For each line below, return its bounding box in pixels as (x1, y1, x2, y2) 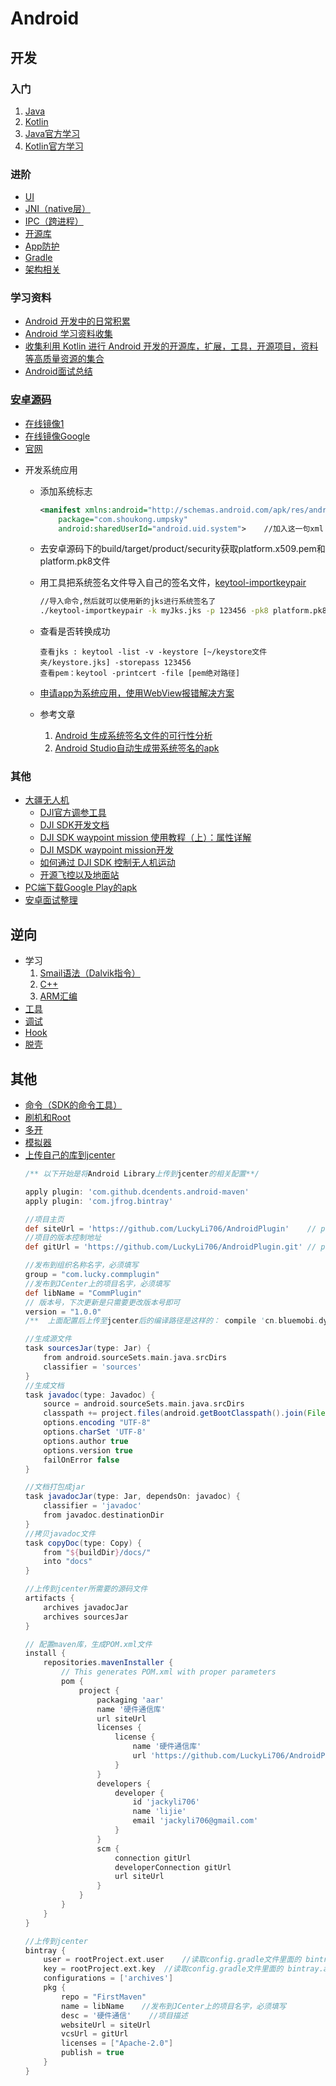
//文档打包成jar (24, 1482, 86, 1492)
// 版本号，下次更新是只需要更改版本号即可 (24, 1297, 181, 1307)
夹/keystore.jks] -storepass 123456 (39, 658, 192, 668)
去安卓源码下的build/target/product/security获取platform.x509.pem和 (39, 543, 326, 555)
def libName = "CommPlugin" (24, 1288, 142, 1298)
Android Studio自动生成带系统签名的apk (54, 742, 220, 754)
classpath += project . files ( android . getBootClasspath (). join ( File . (43, 1408, 330, 1419)
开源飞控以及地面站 (39, 869, 120, 881)
